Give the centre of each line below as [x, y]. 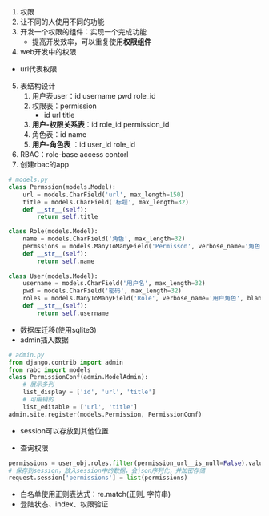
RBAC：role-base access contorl [74, 154]
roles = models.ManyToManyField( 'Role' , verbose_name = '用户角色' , [133, 299]
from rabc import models [50, 370]
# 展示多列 [38, 385]
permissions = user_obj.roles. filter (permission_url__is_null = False [125, 463]
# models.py [28, 179]
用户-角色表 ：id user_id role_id [84, 144]
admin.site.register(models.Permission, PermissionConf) [105, 414]
